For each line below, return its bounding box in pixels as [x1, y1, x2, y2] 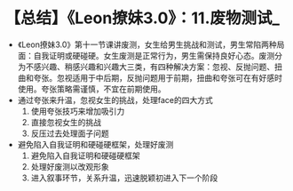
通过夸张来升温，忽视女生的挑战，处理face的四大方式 [17, 94, 213, 105]
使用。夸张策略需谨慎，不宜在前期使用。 [17, 84, 166, 94]
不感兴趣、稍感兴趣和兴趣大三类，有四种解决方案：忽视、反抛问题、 [25, 61, 275, 72]
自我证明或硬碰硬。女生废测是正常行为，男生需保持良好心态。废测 [33, 50, 275, 60]
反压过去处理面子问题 [30, 128, 109, 139]
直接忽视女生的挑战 [30, 116, 102, 127]
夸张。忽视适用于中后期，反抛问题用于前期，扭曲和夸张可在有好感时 [33, 72, 282, 83]
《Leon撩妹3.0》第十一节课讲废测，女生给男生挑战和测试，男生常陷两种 [17, 39, 277, 50]
